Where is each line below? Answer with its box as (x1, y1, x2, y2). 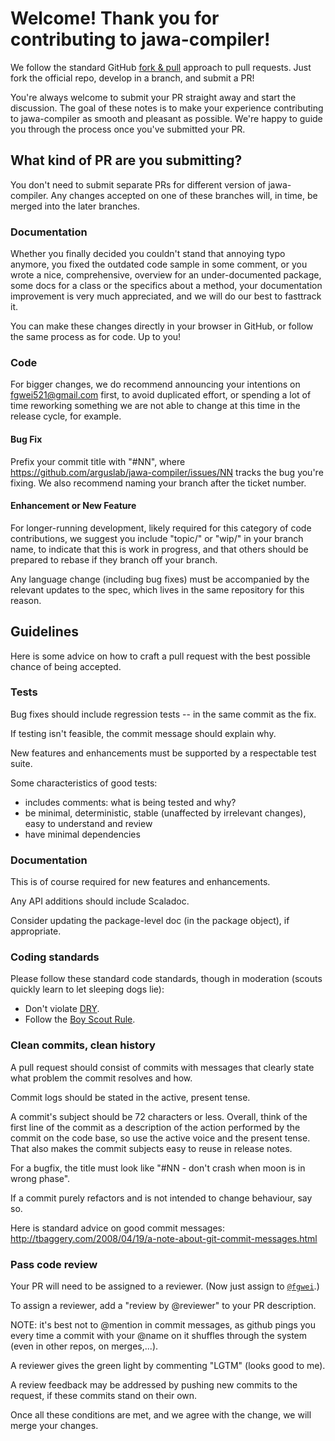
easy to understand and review (24, 817, 153, 829)
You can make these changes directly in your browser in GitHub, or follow (10, 320, 314, 332)
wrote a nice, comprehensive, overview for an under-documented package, (10, 269, 322, 281)
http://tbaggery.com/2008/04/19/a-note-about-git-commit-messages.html (10, 1232, 318, 1244)
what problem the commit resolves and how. (10, 1072, 193, 1084)
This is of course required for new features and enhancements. (10, 876, 271, 888)
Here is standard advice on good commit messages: (10, 1222, 225, 1234)
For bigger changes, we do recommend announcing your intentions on (10, 378, 301, 391)
